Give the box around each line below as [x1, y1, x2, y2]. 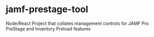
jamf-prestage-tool [6, 4, 88, 15]
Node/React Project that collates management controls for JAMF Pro [6, 20, 149, 26]
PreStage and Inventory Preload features [6, 25, 91, 31]
